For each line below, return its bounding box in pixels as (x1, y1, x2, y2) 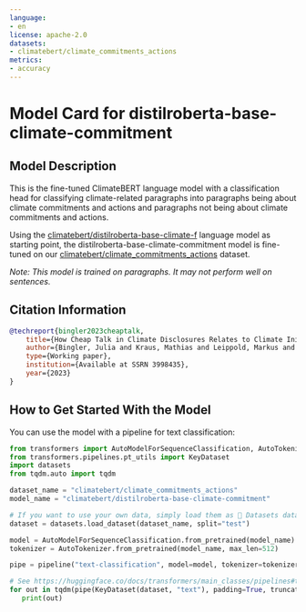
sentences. (9, 276, 51, 286)
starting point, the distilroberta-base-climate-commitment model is (9, 238, 260, 250)
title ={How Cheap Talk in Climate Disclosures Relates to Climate (25, 335, 283, 344)
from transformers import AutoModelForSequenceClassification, (9, 444, 255, 453)
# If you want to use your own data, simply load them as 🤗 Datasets (9, 510, 280, 519)
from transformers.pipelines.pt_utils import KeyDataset (9, 452, 230, 462)
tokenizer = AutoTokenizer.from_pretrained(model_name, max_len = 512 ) (9, 544, 280, 553)
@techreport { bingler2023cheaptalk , (9, 326, 145, 336)
